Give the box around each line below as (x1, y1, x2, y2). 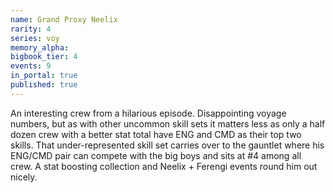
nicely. (10, 171, 38, 183)
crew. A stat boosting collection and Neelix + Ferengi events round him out (10, 160, 318, 172)
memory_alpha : (10, 42, 70, 53)
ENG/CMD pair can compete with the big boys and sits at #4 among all (10, 149, 302, 161)
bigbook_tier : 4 (10, 52, 78, 62)
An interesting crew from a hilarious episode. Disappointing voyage (10, 107, 287, 119)
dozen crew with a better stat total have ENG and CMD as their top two (10, 128, 302, 140)
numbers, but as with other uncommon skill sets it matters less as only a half (10, 117, 326, 130)
